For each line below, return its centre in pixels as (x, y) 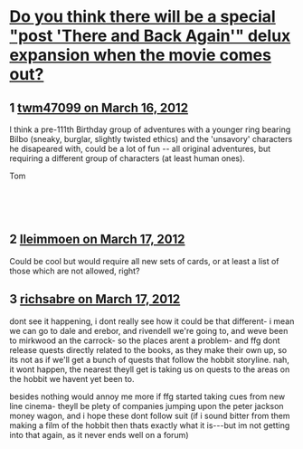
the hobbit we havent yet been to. (72, 378)
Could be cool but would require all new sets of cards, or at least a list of (144, 261)
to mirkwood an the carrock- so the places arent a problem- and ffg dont (145, 340)
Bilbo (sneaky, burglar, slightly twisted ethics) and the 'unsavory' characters (151, 139)
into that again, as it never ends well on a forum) (99, 435)
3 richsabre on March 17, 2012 (95, 299)
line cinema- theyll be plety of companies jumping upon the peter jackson (147, 406)
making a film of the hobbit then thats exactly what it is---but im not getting (150, 425)
